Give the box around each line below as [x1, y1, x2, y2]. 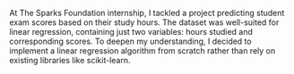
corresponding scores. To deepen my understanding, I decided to [9, 36, 253, 46]
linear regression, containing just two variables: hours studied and [9, 27, 254, 37]
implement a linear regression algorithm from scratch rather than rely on [9, 45, 276, 56]
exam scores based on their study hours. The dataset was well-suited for [9, 17, 280, 28]
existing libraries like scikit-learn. [9, 55, 132, 65]
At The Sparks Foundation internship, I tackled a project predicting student [9, 8, 285, 18]
